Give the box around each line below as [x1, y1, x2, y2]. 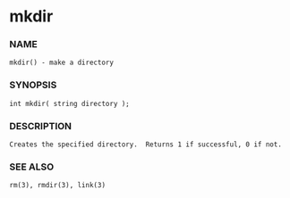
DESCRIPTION [9, 120, 72, 132]
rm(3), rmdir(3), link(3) [9, 181, 106, 190]
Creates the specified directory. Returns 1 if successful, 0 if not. [9, 140, 282, 149]
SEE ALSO [9, 161, 55, 173]
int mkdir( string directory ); [9, 99, 130, 108]
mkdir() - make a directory [9, 58, 115, 68]
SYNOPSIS [9, 78, 57, 91]
